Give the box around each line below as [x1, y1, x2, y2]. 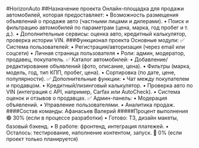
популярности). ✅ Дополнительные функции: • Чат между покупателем [6, 75, 189, 82]
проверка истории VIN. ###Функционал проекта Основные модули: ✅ [6, 37, 185, 43]
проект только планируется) [6, 136, 78, 142]
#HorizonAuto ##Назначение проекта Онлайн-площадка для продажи [6, 5, 184, 12]
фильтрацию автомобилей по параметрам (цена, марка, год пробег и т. [6, 24, 189, 31]
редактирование [6, 62, 49, 70]
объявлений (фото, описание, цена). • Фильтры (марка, [49, 62, 191, 70]
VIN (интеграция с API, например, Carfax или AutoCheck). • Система [6, 89, 181, 95]
